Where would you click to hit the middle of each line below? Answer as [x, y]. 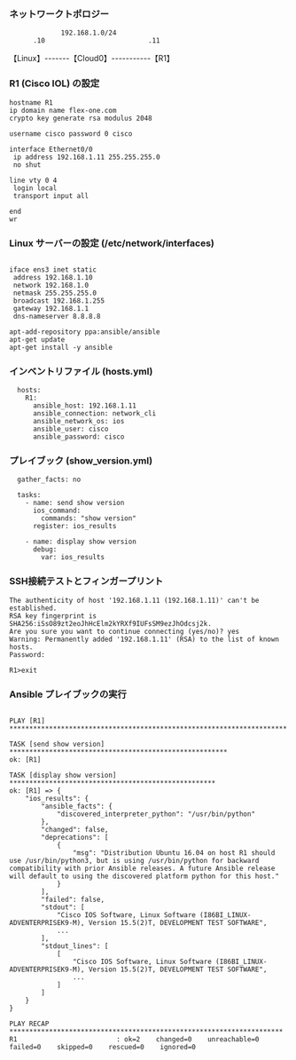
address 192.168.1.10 [53, 277]
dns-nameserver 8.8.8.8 [57, 316]
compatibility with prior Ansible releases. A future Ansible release [142, 869]
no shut [27, 165]
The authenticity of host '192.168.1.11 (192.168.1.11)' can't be [134, 600]
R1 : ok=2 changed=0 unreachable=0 [134, 1040]
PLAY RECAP [29, 1024]
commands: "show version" [89, 518]
